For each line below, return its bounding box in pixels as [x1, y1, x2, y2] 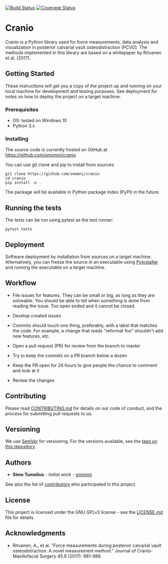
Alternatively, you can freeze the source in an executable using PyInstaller [5, 259, 158, 265]
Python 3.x [12, 123, 35, 129]
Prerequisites [5, 106, 39, 113]
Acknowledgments [5, 529, 66, 537]
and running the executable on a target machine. [5, 264, 106, 270]
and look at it [12, 367, 40, 374]
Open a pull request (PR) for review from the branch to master [12, 343, 141, 349]
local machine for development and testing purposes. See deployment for [5, 88, 157, 94]
